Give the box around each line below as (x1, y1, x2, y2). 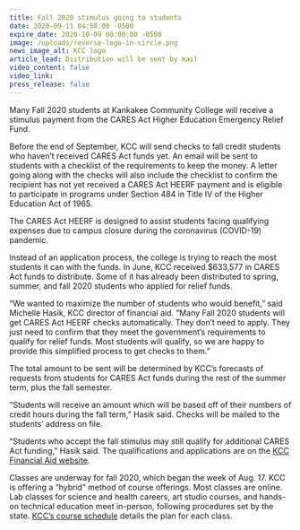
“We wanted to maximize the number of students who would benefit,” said (9, 298, 284, 308)
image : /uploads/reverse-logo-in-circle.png (9, 38, 178, 48)
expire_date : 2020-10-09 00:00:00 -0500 (9, 30, 163, 39)
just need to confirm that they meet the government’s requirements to (9, 326, 266, 337)
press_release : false (9, 80, 90, 89)
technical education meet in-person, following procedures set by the (21, 500, 274, 511)
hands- (259, 491, 287, 502)
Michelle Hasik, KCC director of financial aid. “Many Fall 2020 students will (9, 307, 285, 318)
